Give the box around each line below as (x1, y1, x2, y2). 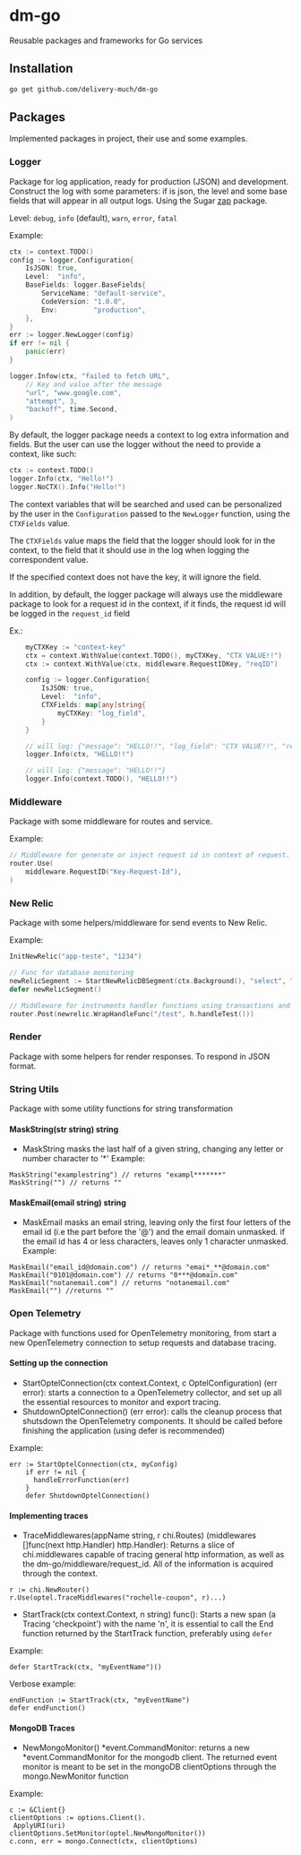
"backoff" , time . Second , (25, 405, 118, 414)
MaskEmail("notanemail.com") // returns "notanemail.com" (9, 1279, 230, 1288)
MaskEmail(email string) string (9, 1197, 127, 1208)
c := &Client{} (9, 1806, 66, 1815)
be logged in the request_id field (9, 608, 131, 618)
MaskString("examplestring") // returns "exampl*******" (9, 1170, 227, 1179)
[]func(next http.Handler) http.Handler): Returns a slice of (21, 1540, 236, 1550)
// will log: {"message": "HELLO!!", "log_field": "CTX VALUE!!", (25, 741, 279, 751)
